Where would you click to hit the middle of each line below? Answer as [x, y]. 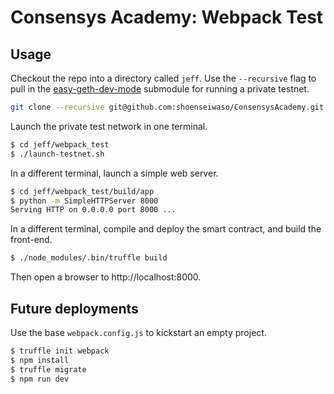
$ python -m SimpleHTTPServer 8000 [84, 201]
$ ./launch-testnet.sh [57, 154]
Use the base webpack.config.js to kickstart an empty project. [138, 332]
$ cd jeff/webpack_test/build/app [82, 191]
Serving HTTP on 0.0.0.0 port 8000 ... [93, 210]
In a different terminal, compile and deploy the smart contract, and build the [166, 229]
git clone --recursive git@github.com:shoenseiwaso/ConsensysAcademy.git [167, 107]
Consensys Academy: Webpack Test [167, 17]
